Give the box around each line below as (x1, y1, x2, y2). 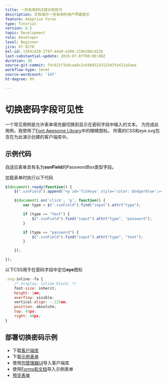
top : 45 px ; (14, 309, 37, 314)
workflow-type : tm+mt (5, 68, 50, 73)
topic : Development (5, 30, 46, 35)
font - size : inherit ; (14, 286, 57, 291)
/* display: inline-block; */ (14, 281, 77, 286)
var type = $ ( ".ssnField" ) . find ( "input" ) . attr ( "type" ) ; (23, 202, 141, 208)
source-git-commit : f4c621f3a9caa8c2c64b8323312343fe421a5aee (5, 63, 137, 68)
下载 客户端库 (12, 347, 39, 353)
